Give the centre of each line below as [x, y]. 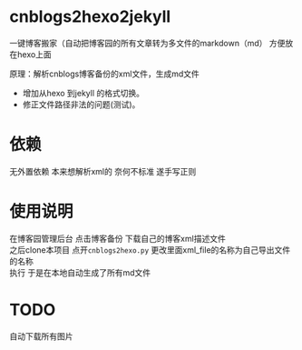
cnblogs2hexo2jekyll [90, 17]
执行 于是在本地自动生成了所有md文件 [80, 272]
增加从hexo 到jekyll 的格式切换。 [83, 93]
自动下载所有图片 [41, 336]
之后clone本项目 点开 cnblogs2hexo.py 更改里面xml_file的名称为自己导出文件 [150, 250]
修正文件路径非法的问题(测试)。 [81, 104]
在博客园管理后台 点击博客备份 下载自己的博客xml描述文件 [118, 238]
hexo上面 [34, 54]
